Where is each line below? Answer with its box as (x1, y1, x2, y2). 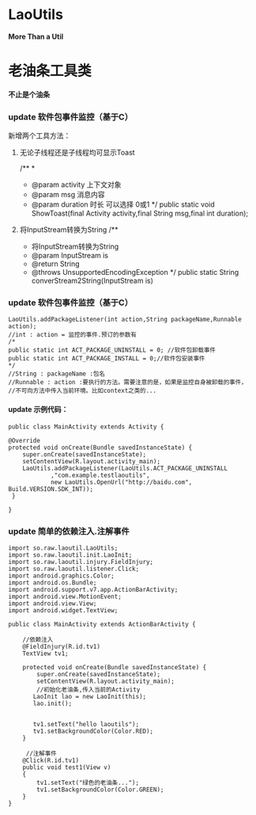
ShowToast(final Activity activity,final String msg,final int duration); (31, 208, 249, 219)
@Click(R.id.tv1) (22, 756, 80, 764)
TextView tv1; (22, 649, 69, 657)
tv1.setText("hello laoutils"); (32, 720, 140, 728)
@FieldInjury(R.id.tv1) (22, 642, 101, 650)
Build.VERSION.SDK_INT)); (8, 485, 93, 493)
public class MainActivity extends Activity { (8, 422, 164, 431)
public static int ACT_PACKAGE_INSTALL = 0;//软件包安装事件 (8, 355, 205, 363)
